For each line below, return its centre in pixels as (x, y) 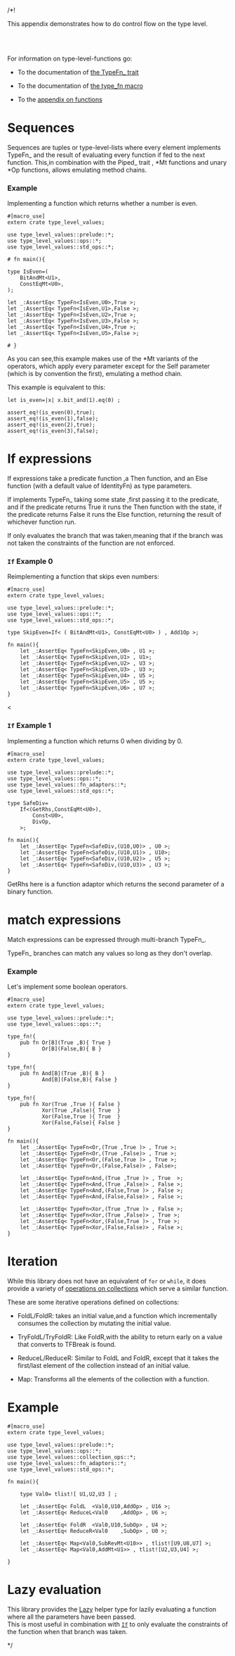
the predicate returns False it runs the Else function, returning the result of (115, 515)
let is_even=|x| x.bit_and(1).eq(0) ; (64, 401)
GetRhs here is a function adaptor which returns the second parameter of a (116, 884)
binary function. (30, 891)
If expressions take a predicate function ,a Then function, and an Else (108, 479)
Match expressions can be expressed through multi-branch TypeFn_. (107, 939)
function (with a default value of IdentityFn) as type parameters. (100, 486)
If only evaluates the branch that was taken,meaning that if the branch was (115, 536)
